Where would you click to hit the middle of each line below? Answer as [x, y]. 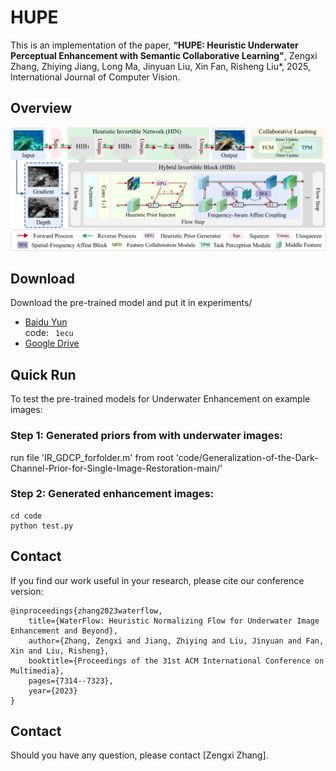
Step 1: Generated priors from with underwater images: [147, 436]
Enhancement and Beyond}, [64, 631]
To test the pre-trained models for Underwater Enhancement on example [160, 399]
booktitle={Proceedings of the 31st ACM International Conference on [176, 661]
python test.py [42, 526]
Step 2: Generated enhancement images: [112, 494]
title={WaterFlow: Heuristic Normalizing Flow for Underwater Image [174, 621]
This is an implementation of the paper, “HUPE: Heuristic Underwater [154, 45]
